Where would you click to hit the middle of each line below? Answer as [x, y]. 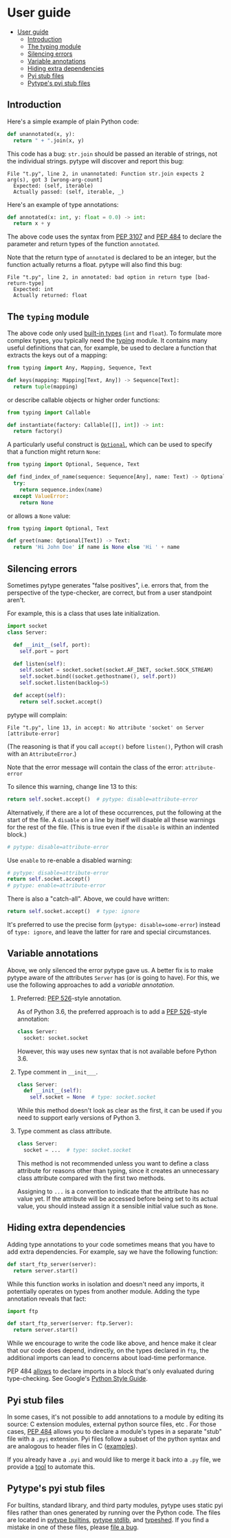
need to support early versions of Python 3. [79, 1118]
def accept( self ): [40, 695]
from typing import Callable [49, 412]
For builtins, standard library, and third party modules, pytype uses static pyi [115, 1505]
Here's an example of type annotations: [63, 204]
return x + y [32, 223]
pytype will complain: [37, 715]
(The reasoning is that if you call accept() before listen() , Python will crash [115, 746]
